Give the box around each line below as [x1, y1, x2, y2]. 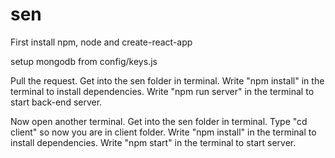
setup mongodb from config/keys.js [10, 55, 158, 67]
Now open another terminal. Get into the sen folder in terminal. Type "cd [10, 115, 308, 127]
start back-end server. [10, 96, 103, 108]
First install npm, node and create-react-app [10, 36, 193, 48]
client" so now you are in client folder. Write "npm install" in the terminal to [10, 126, 317, 138]
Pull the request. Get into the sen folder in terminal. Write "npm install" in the [10, 74, 325, 87]
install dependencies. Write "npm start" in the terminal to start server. [10, 136, 297, 148]
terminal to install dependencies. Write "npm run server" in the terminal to [10, 85, 315, 97]
